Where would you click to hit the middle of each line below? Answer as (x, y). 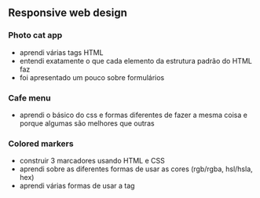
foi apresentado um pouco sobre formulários (92, 77)
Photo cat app (35, 35)
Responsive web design (68, 13)
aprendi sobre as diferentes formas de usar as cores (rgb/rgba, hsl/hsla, (136, 169)
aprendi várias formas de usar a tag (77, 186)
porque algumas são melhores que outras (87, 123)
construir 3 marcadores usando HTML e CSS (92, 161)
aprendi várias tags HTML (61, 52)
